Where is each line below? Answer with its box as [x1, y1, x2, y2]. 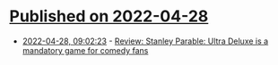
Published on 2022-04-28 [9, 6, 209, 27]
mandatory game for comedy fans [22, 45, 149, 55]
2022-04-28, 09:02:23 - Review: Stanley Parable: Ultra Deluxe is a [22, 36, 269, 46]
